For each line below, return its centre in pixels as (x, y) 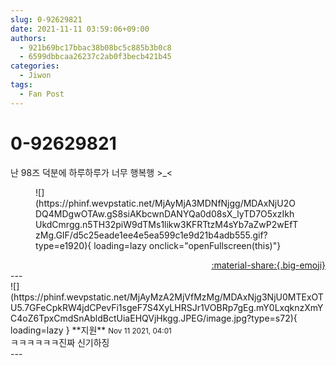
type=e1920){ (63, 245)
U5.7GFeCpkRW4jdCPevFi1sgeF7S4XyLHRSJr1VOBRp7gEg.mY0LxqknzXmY (167, 307)
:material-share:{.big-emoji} (268, 265)
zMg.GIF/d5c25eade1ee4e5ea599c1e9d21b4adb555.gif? (151, 235)
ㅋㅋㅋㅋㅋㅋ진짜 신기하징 (60, 342)
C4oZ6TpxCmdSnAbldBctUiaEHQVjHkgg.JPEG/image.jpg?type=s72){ (154, 318)
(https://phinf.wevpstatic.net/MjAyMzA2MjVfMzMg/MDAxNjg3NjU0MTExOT (167, 297)
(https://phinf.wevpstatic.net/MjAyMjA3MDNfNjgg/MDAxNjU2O (165, 203)
